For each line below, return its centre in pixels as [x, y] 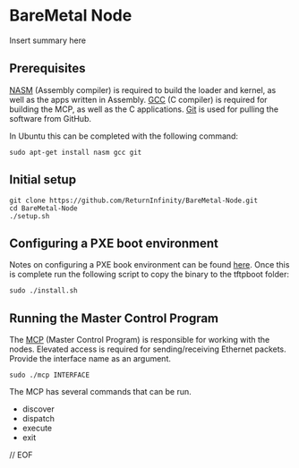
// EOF [21, 455]
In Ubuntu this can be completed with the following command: [124, 136]
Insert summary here [48, 40]
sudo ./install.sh [43, 291]
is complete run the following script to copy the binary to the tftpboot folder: [149, 275]
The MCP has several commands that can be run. [101, 392]
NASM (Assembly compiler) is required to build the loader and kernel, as [143, 89]
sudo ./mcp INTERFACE [50, 375]
